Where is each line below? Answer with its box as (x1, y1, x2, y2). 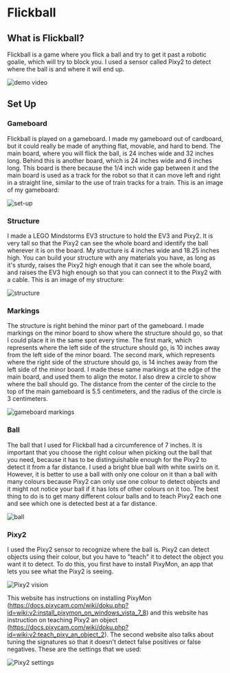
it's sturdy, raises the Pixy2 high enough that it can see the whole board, (7, 261, 211, 269)
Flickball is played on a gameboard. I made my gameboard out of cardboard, (7, 134, 224, 142)
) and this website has (146, 608, 209, 617)
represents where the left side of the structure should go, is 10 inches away (7, 344, 220, 352)
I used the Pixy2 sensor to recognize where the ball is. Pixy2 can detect (7, 545, 209, 553)
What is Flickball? (7, 32, 84, 44)
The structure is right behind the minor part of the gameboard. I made (7, 322, 205, 330)
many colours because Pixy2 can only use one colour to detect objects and (7, 477, 220, 485)
